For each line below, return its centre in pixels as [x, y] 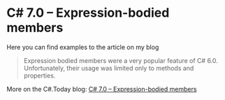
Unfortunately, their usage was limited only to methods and [109, 68]
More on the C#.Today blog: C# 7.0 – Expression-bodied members [102, 89]
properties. [39, 76]
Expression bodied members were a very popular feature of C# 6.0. [121, 60]
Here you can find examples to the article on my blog [83, 47]
